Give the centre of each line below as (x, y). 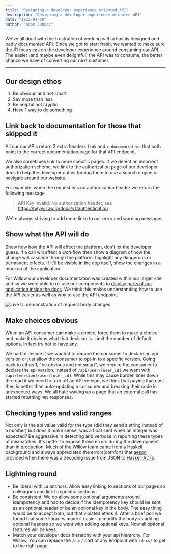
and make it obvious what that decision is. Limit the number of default (78, 338)
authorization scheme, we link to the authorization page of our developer (82, 167)
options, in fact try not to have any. (42, 344)
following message (25, 193)
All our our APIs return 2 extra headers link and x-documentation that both (83, 146)
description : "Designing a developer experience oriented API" (74, 15)
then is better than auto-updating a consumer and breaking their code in (81, 386)
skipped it (21, 134)
